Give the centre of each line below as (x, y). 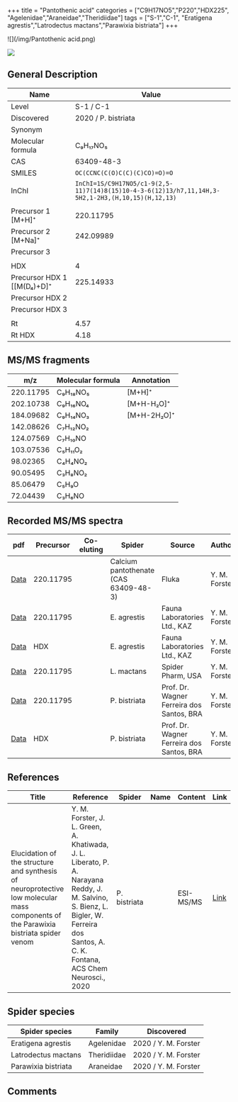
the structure (33, 862)
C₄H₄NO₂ (72, 461)
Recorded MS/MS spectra (66, 521)
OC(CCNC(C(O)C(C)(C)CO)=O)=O (124, 173)
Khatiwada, (90, 845)
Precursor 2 (31, 231)
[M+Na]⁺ (25, 240)
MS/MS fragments (49, 360)
